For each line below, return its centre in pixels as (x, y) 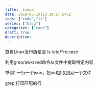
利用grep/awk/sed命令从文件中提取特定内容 (49, 62)
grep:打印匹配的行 (23, 83)
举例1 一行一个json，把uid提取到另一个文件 (48, 72)
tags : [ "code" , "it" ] (26, 19)
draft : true (17, 32)
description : (18, 37)
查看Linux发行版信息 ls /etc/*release (42, 52)
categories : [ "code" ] (27, 28)
